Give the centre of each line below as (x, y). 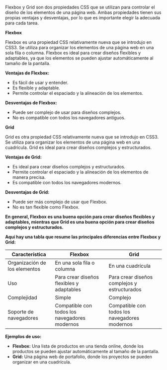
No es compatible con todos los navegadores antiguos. (69, 118)
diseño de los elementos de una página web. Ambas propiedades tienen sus (83, 12)
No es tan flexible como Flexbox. (46, 207)
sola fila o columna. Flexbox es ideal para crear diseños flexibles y (73, 53)
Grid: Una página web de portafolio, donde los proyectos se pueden (82, 357)
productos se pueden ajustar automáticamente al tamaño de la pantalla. (86, 351)
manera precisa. (29, 177)
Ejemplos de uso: (23, 336)
